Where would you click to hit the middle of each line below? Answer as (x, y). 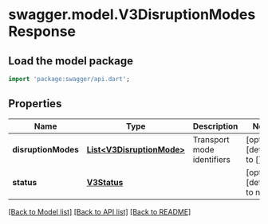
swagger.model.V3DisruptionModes (132, 15)
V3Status (105, 182)
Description (215, 126)
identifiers (212, 159)
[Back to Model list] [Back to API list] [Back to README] (100, 211)
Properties (35, 104)
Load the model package (71, 61)
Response (42, 31)
